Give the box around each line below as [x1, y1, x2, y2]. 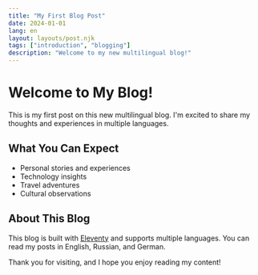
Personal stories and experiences [19, 163, 131, 172]
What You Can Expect [8, 142, 119, 156]
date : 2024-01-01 [8, 19, 67, 27]
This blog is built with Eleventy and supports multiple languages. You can [8, 233, 250, 243]
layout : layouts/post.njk [8, 34, 95, 42]
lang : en [8, 26, 38, 34]
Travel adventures [19, 180, 80, 189]
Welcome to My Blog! [8, 83, 154, 102]
